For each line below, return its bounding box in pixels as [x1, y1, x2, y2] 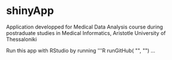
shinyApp [6, 4, 54, 17]
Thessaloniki [6, 36, 37, 43]
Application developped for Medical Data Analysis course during [6, 23, 164, 30]
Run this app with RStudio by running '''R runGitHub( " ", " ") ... [6, 47, 155, 54]
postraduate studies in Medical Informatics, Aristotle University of [6, 29, 166, 36]
